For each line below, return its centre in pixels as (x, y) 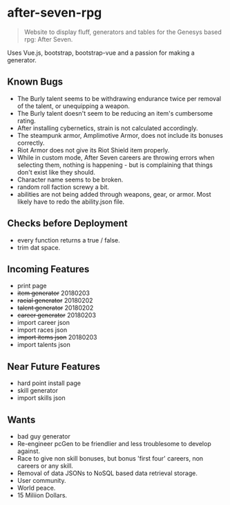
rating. (26, 121)
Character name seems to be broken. (70, 179)
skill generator (38, 391)
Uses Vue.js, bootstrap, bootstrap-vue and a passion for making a (101, 53)
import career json (44, 323)
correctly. (31, 143)
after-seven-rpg (55, 13)
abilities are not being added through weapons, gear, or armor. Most (114, 194)
